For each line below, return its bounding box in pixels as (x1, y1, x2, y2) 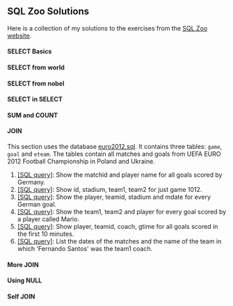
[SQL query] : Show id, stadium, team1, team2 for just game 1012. (17, 185, 202, 193)
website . (7, 31, 32, 40)
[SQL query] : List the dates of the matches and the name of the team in (17, 236, 222, 245)
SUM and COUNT (7, 111, 58, 119)
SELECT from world (7, 63, 65, 72)
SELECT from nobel (7, 79, 65, 88)
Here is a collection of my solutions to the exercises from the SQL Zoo (7, 24, 208, 32)
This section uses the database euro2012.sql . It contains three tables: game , (7, 142, 223, 150)
